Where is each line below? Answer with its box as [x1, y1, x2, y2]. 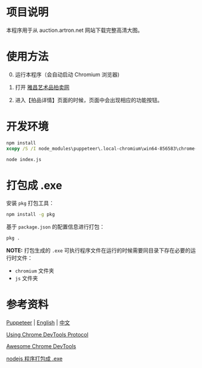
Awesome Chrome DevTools [6, 343, 76, 350]
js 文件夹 [14, 275, 38, 282]
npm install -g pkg [6, 212, 55, 218]
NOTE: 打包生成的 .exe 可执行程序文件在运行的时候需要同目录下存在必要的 [6, 247, 191, 254]
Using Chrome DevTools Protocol [6, 331, 89, 339]
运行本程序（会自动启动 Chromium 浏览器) [14, 70, 120, 78]
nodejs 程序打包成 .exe [6, 355, 63, 363]
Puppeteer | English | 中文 [6, 319, 70, 327]
